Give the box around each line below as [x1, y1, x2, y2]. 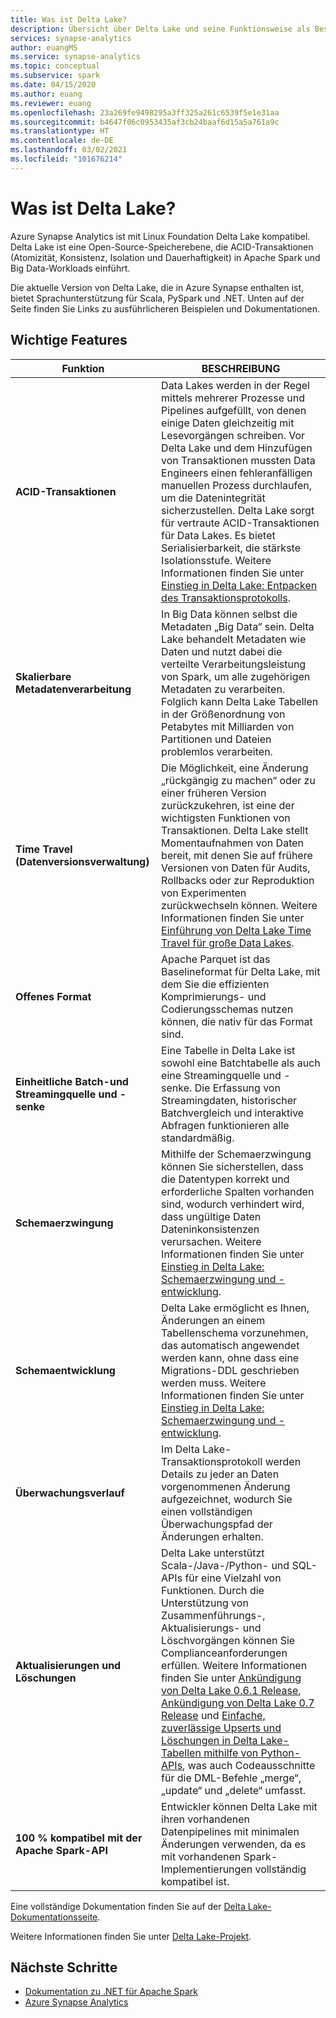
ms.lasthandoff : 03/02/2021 [10, 145, 128, 155]
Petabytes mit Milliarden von [161, 719, 295, 733]
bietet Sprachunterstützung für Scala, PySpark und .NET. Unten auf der [10, 292, 305, 304]
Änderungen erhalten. [161, 1529, 264, 1543]
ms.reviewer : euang [10, 98, 92, 108]
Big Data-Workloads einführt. [10, 262, 131, 274]
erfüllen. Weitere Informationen [161, 1658, 308, 1672]
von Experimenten [161, 886, 247, 900]
